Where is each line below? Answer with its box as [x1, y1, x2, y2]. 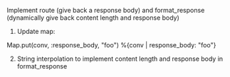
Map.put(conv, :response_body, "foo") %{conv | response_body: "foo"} [6, 41, 216, 49]
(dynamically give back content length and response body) [6, 13, 179, 22]
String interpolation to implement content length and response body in [16, 54, 224, 63]
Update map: [16, 28, 56, 35]
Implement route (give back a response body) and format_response [6, 6, 205, 14]
